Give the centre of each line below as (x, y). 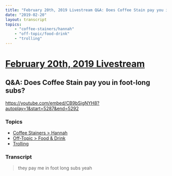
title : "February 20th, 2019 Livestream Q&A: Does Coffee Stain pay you (84, 10)
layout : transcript (26, 19)
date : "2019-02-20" (26, 15)
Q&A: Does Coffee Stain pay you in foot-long (78, 83)
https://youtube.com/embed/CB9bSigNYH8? (52, 103)
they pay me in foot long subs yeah (55, 168)
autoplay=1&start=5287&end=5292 (42, 108)
